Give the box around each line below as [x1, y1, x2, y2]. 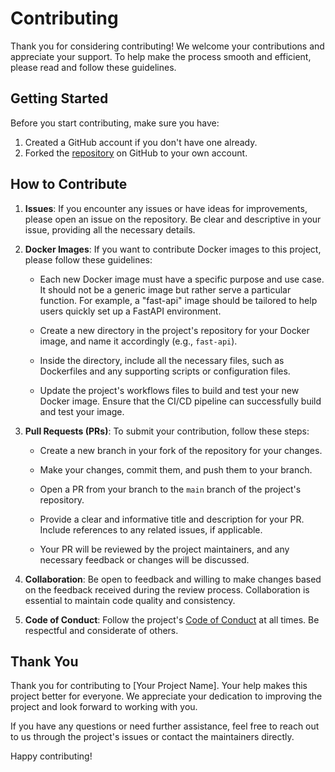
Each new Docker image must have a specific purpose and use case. [39, 273, 325, 285]
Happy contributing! [10, 750, 93, 762]
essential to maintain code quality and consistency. [24, 594, 236, 606]
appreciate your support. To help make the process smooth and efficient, [10, 50, 312, 62]
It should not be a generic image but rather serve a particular [39, 283, 292, 296]
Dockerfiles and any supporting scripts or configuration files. [39, 365, 291, 377]
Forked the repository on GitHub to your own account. [24, 147, 248, 159]
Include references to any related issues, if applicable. [39, 523, 263, 536]
